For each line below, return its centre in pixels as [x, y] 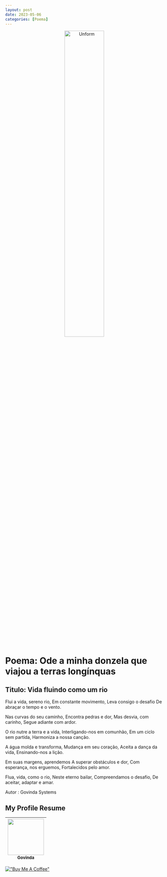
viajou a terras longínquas [61, 671]
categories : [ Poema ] [27, 19]
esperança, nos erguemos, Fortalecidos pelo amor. [58, 768]
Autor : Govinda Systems [31, 792]
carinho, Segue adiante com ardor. [41, 722]
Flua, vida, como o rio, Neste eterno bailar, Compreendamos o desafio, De [82, 777]
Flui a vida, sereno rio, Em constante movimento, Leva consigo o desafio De [83, 702]
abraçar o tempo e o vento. [33, 707]
